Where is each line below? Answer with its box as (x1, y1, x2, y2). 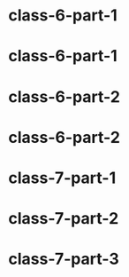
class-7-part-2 (8, 209, 119, 229)
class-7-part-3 (8, 249, 120, 269)
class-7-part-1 (8, 168, 117, 187)
